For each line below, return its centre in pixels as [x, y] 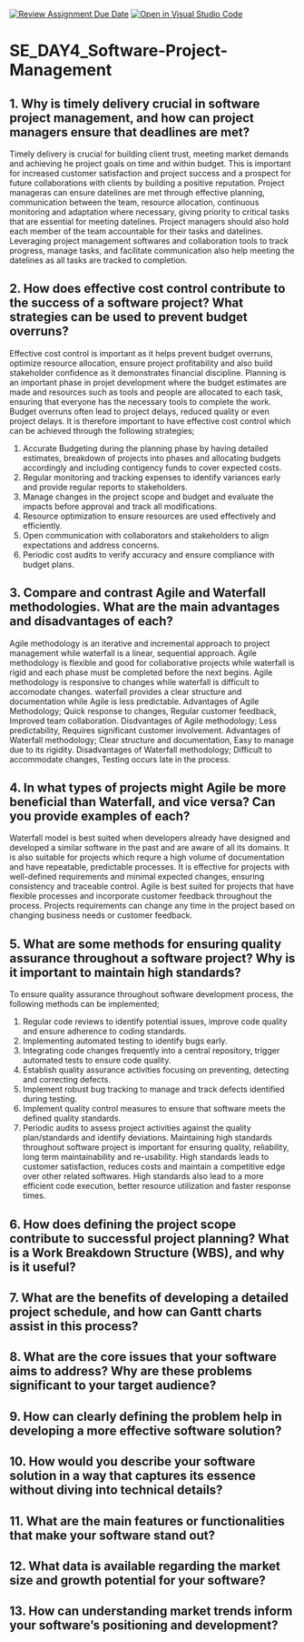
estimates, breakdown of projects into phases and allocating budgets [152, 458]
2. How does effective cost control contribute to [147, 289]
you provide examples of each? [100, 816]
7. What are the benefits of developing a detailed [149, 1298]
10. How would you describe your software [132, 1461]
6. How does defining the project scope [123, 1224]
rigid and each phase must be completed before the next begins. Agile [141, 672]
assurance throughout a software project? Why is [152, 958]
